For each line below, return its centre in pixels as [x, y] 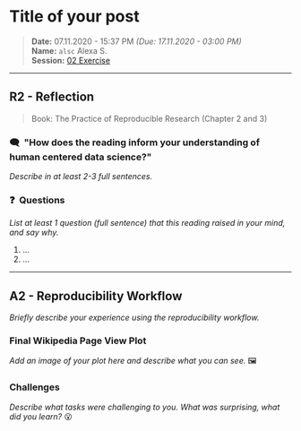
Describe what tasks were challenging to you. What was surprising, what [145, 407]
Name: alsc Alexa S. [69, 50]
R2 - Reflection [52, 97]
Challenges [34, 387]
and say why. [34, 233]
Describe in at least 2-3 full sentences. [81, 177]
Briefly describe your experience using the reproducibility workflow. [134, 318]
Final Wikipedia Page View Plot [78, 340]
